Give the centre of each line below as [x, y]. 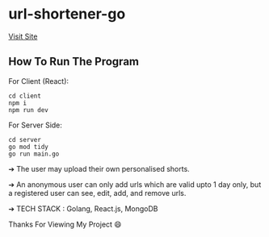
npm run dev [28, 110]
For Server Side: [36, 125]
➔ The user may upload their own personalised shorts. [99, 168]
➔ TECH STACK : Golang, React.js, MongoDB [83, 208]
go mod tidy [28, 147]
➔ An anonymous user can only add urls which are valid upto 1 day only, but [135, 184]
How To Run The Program [74, 62]
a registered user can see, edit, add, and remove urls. [97, 193]
